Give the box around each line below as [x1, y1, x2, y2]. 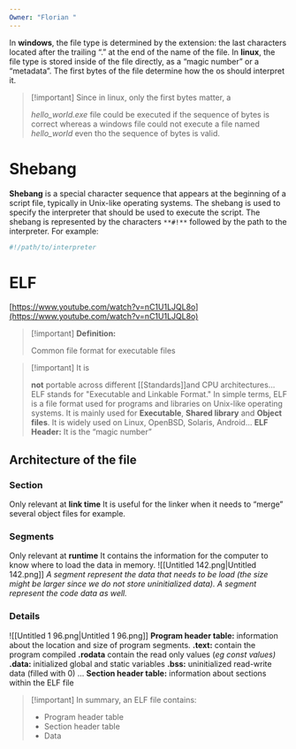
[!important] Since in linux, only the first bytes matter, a [30, 92, 231, 103]
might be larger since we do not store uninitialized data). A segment [9, 578, 257, 589]
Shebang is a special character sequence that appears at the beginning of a [9, 187, 287, 199]
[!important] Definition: [30, 328, 117, 339]
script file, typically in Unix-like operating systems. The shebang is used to [9, 197, 281, 208]
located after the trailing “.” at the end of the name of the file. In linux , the [9, 46, 276, 57]
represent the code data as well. [9, 588, 128, 599]
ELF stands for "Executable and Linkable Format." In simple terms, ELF [30, 389, 287, 400]
